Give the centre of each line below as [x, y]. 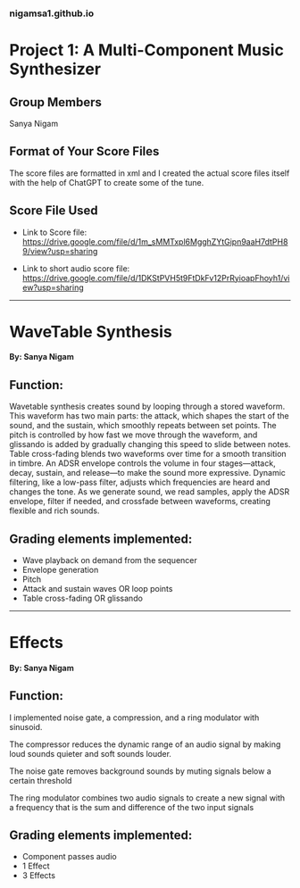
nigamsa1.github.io [52, 13]
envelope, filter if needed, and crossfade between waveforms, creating [140, 502]
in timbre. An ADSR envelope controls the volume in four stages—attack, [142, 463]
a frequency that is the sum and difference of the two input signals [132, 807]
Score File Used [54, 211]
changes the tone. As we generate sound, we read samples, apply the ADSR [150, 492]
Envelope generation [60, 569]
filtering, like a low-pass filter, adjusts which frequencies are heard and [140, 482]
